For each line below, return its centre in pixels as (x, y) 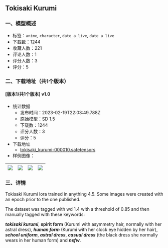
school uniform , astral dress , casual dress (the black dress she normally (81, 235)
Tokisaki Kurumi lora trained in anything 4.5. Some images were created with (84, 194)
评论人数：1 (24, 54)
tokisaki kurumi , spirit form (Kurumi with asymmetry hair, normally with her (83, 224)
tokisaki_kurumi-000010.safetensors (58, 149)
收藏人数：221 (27, 48)
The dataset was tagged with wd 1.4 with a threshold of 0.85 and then (77, 209)
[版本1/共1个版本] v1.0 (28, 94)
